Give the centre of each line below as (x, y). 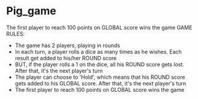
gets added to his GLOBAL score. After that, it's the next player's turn (100, 83)
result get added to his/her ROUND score (66, 58)
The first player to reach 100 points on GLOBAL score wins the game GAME (99, 27)
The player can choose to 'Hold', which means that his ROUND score (100, 77)
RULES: (16, 33)
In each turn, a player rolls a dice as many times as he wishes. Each (98, 51)
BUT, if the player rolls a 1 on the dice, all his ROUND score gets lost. (100, 64)
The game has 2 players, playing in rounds (67, 45)
